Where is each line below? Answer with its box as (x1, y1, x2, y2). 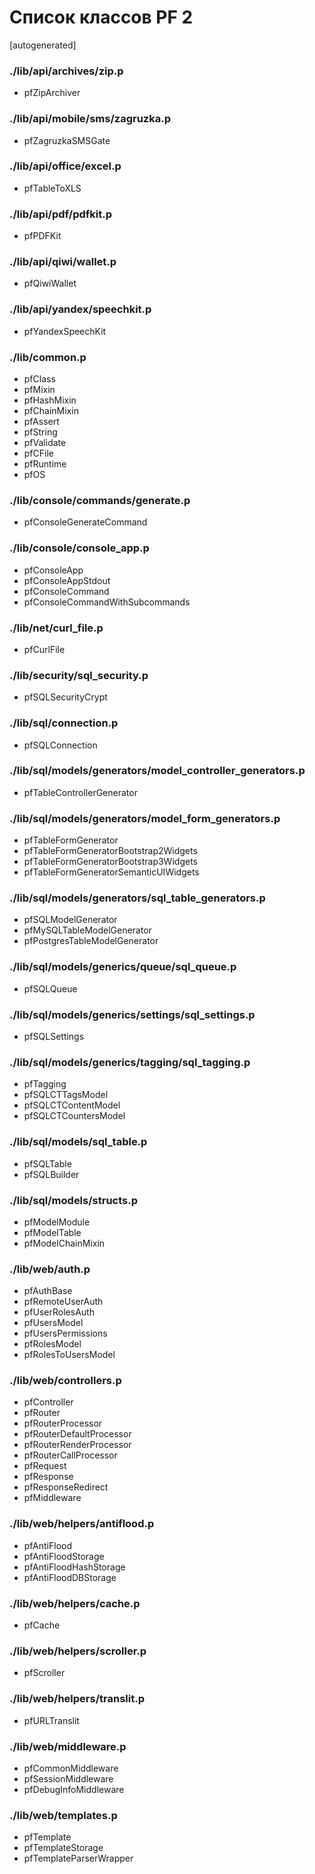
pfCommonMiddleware (23, 1762, 119, 1774)
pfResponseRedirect (23, 1481, 109, 1493)
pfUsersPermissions (23, 1327, 108, 1340)
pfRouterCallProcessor (23, 1449, 118, 1461)
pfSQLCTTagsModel (23, 1089, 109, 1101)
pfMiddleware (23, 1492, 82, 1504)
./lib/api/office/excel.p (9, 159, 122, 173)
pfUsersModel (23, 1317, 84, 1329)
